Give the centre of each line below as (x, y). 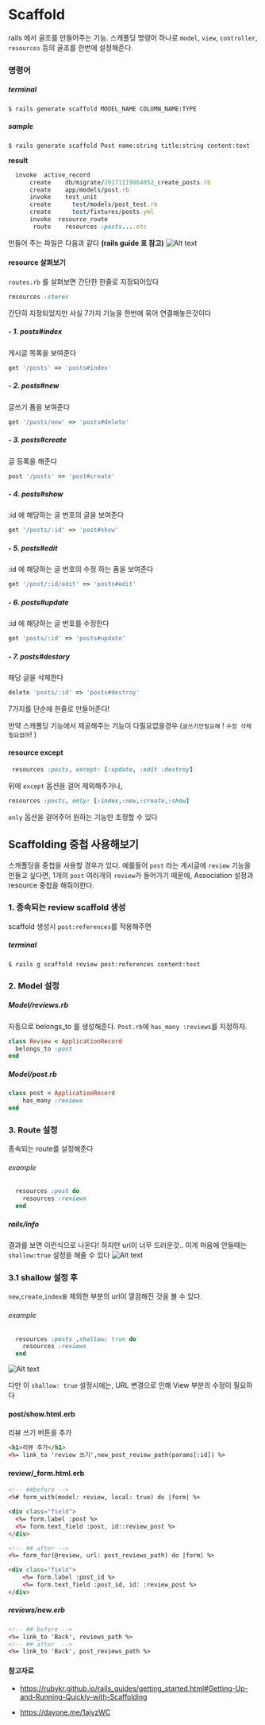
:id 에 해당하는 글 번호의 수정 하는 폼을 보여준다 (81, 569)
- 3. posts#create (38, 440)
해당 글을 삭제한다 (36, 677)
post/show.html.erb (42, 1414)
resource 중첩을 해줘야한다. (52, 885)
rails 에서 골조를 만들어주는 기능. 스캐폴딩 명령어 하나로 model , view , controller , (133, 37)
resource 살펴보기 (37, 262)
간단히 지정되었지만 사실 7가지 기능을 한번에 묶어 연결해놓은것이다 (110, 313)
